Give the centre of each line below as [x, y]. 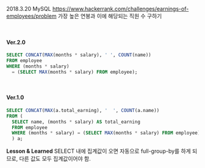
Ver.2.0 [16, 42]
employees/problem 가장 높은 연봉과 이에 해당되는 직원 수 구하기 [84, 16]
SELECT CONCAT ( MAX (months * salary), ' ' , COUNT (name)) [79, 55]
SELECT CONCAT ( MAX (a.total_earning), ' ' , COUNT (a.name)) [83, 110]
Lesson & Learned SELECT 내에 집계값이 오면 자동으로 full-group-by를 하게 [99, 151]
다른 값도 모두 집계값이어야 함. [55, 159]
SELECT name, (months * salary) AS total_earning [76, 122]
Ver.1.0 [15, 97]
